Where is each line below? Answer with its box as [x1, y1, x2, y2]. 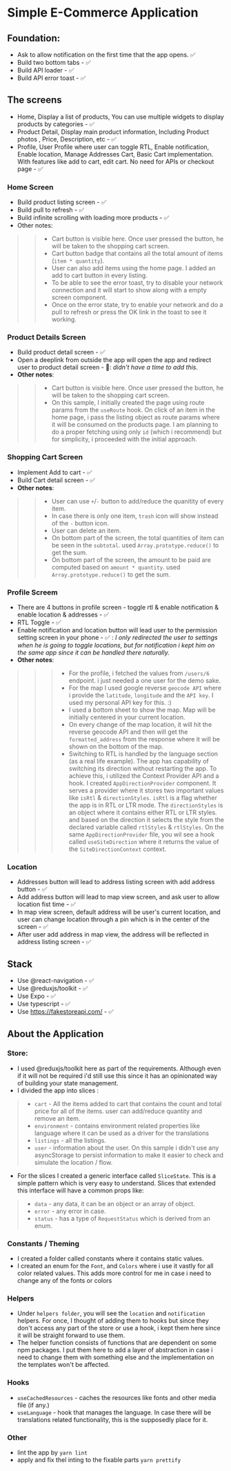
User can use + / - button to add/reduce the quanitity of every [51, 497, 224, 505]
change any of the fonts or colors [17, 1277, 112, 1285]
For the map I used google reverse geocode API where [68, 684, 222, 692]
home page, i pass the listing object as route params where [51, 413, 221, 421]
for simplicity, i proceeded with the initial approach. [51, 435, 198, 443]
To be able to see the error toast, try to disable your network [51, 279, 223, 287]
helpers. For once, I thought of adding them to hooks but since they [17, 1317, 209, 1325]
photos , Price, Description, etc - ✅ [17, 134, 117, 143]
